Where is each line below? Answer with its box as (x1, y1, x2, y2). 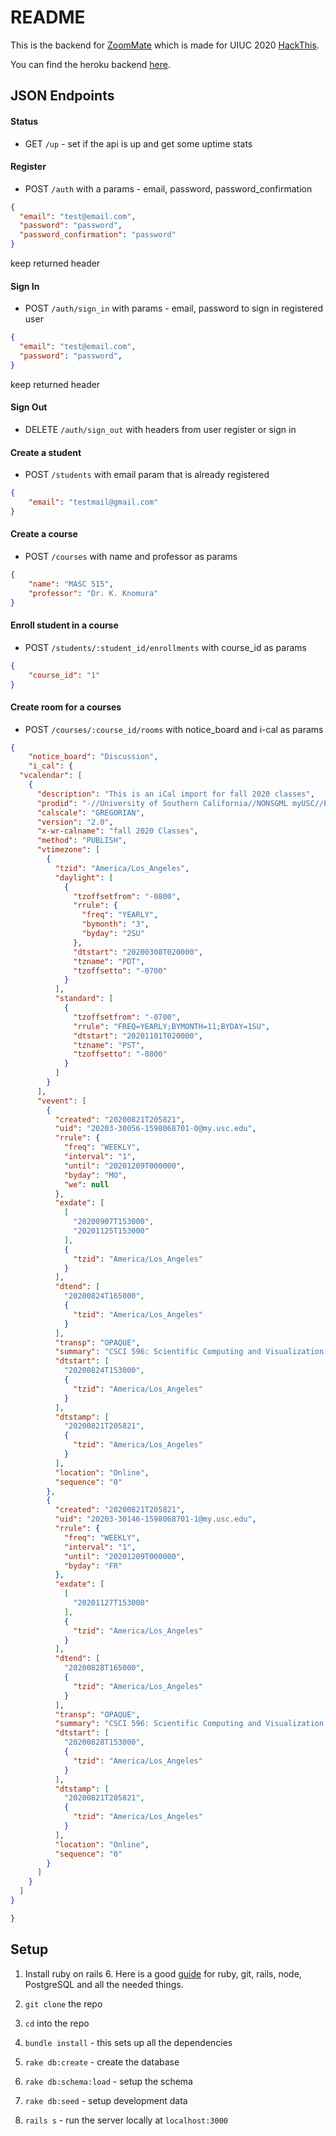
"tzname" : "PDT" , (73, 956, 145, 966)
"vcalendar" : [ (19, 771, 83, 781)
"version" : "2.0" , (36, 817, 114, 827)
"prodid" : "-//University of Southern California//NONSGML (36, 798, 288, 808)
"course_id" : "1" (28, 670, 101, 680)
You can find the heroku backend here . (10, 58, 171, 70)
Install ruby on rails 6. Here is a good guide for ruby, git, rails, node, (24, 1967, 302, 1980)
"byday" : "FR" (63, 1561, 123, 1571)
